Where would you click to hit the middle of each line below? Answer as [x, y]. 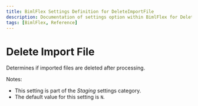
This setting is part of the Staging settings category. [78, 91]
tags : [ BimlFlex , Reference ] [42, 22]
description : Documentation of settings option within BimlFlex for [92, 17]
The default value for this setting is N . [60, 97]
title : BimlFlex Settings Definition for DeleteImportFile [80, 11]
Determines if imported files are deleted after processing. [76, 68]
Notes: [14, 79]
